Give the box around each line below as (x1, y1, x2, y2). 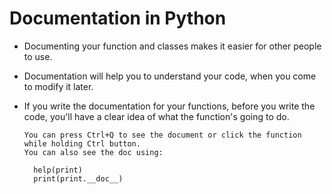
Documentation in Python (9, 7, 227, 30)
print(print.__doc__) (33, 173, 124, 184)
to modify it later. (23, 80, 94, 92)
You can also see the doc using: (23, 147, 164, 157)
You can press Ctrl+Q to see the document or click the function (23, 130, 302, 140)
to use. (23, 50, 53, 62)
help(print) (33, 165, 83, 175)
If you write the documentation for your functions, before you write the (23, 100, 316, 112)
